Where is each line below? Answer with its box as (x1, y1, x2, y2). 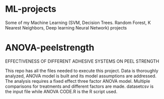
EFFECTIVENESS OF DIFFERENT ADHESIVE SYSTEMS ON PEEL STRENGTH (5, 58, 159, 64)
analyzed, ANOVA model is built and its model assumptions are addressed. (5, 73, 157, 79)
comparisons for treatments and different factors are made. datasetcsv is (5, 83, 154, 89)
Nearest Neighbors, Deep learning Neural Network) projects (5, 25, 127, 30)
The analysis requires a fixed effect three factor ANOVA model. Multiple (5, 78, 150, 84)
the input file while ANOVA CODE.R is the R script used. (5, 88, 118, 94)
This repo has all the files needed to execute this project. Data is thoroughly (5, 68, 159, 74)
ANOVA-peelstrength (5, 42, 95, 53)
